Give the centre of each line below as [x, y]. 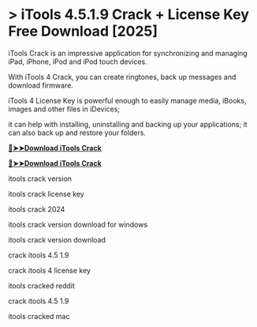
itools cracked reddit [41, 285]
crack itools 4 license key [49, 270]
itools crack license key [46, 194]
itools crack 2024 [37, 209]
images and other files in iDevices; [64, 109]
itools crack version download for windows [78, 224]
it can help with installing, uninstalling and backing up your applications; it [128, 124]
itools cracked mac [39, 316]
